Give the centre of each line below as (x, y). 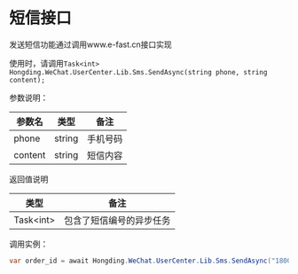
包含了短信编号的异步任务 (117, 220)
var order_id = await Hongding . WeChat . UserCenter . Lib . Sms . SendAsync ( (141, 261)
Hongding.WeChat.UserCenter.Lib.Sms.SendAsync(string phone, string (138, 72)
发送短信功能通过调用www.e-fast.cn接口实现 (91, 44)
